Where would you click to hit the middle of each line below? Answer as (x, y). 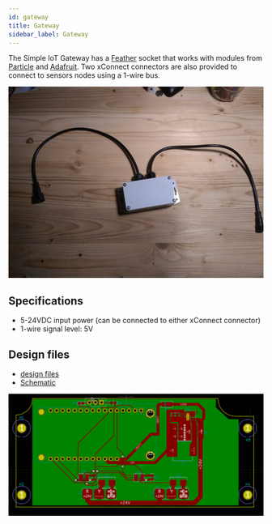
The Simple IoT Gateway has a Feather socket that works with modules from (136, 58)
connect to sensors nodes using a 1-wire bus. (84, 75)
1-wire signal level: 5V (57, 329)
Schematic (38, 382)
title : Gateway (34, 26)
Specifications (46, 301)
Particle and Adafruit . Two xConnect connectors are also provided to (123, 67)
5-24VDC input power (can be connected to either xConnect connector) (140, 321)
